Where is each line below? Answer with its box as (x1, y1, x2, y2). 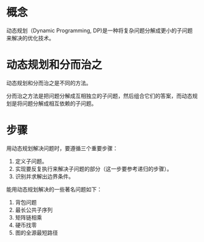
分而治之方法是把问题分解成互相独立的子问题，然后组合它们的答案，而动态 (6, 92, 192, 99)
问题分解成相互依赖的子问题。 (22, 100, 97, 107)
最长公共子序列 (15, 206, 53, 213)
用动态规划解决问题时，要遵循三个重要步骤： (6, 144, 118, 152)
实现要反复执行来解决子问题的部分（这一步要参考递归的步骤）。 (15, 165, 172, 172)
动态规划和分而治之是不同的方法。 (6, 79, 92, 86)
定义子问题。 (15, 157, 47, 165)
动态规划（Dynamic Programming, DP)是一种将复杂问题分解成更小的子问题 (6, 27, 193, 34)
